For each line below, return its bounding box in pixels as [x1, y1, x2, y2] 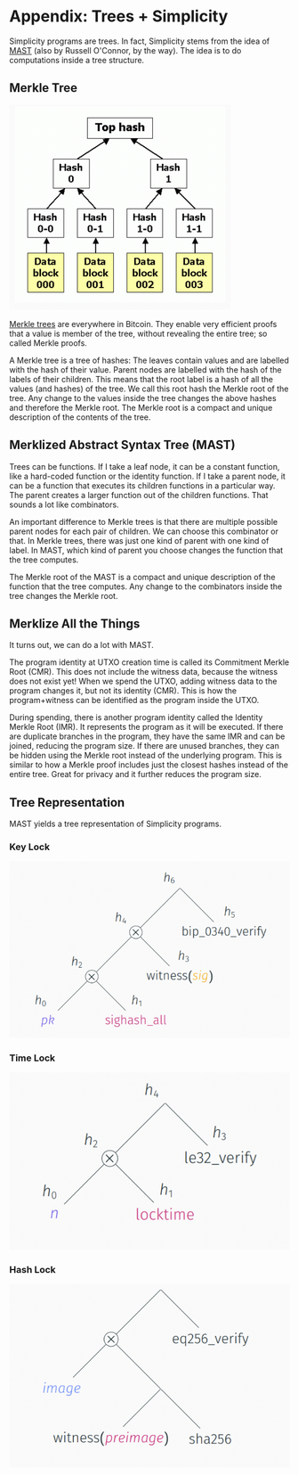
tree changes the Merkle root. [9, 590, 118, 601]
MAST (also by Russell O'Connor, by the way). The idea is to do [9, 45, 242, 55]
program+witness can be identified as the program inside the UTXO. [9, 695, 260, 706]
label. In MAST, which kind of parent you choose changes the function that [9, 545, 284, 555]
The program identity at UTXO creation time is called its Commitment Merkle [9, 657, 290, 668]
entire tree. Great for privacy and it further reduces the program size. [9, 769, 262, 780]
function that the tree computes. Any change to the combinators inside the [9, 581, 283, 592]
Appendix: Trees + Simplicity [9, 6, 229, 27]
